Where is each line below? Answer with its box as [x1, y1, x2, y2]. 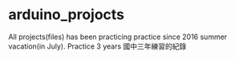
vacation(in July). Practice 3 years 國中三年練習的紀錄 [8, 41, 187, 51]
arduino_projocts [8, 6, 125, 24]
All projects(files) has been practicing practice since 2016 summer [8, 32, 228, 41]
